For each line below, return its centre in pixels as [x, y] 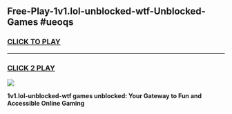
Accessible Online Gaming [46, 103]
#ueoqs [57, 22]
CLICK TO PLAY [34, 42]
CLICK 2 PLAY [31, 68]
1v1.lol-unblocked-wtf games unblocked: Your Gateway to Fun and [105, 95]
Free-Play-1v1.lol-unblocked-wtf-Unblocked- [106, 11]
